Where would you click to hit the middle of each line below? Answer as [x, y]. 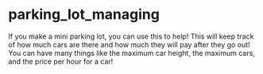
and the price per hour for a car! [61, 61]
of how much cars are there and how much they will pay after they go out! [129, 44]
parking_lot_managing [84, 15]
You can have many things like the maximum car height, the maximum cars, [132, 53]
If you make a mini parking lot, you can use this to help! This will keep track [131, 36]
